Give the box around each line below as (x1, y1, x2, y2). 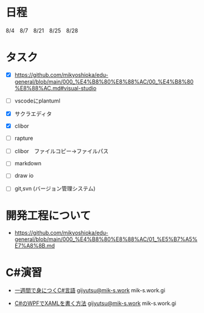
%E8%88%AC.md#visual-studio (14, 84, 97, 92)
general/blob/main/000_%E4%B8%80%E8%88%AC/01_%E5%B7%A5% (14, 236, 198, 243)
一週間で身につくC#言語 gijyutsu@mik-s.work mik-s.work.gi (14, 287, 166, 294)
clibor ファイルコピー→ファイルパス (14, 148, 109, 155)
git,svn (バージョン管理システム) (14, 185, 96, 192)
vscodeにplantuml (14, 97, 60, 104)
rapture (14, 135, 33, 142)
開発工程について (5, 209, 91, 223)
